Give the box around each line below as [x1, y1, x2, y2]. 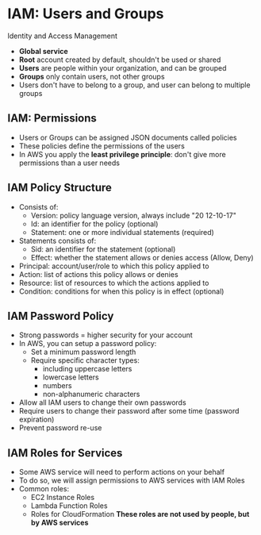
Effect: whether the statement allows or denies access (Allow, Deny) [30, 252, 255, 262]
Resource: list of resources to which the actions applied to [18, 278, 209, 287]
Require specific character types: [30, 356, 140, 365]
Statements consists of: [18, 236, 97, 245]
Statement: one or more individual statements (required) [30, 227, 215, 237]
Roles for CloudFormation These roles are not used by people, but [30, 510, 250, 519]
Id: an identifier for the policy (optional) [30, 219, 159, 229]
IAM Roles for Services [7, 446, 123, 460]
